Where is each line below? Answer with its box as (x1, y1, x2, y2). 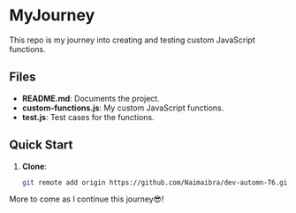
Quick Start (9, 138, 73, 153)
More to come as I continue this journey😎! (9, 194, 164, 204)
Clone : (21, 161, 47, 171)
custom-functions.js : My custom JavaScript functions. (21, 103, 224, 113)
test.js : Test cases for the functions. (21, 111, 155, 122)
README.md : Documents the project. (21, 93, 161, 103)
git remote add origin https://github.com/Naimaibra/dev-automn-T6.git (21, 178, 292, 186)
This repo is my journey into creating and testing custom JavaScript (9, 34, 255, 45)
